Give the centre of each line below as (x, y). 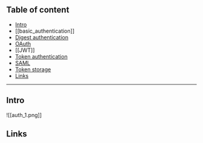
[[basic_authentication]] (44, 31)
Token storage (33, 69)
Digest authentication (41, 37)
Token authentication (41, 56)
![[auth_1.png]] (24, 115)
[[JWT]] (25, 50)
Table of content (38, 10)
